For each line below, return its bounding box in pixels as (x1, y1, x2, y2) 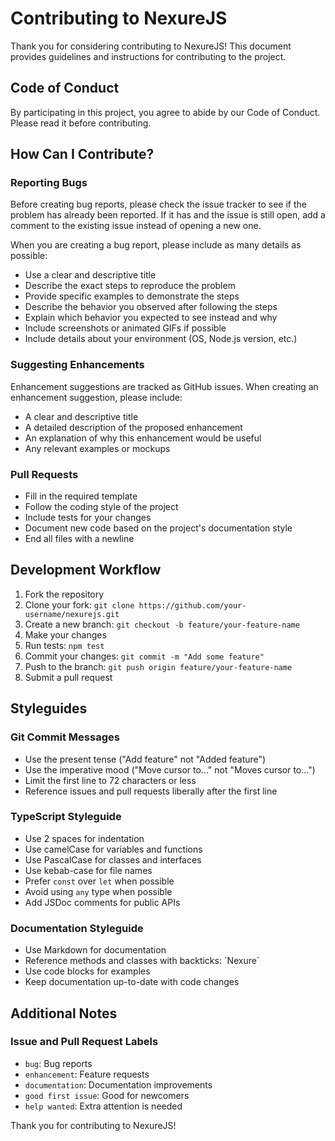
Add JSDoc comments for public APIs (24, 896, 181, 908)
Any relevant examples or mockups (24, 442, 171, 454)
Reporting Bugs (10, 176, 88, 190)
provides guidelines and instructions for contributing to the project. (10, 50, 287, 62)
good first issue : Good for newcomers (24, 1089, 190, 1101)
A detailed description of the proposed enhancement (24, 421, 243, 433)
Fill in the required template (24, 490, 138, 502)
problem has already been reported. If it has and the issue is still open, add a (10, 209, 326, 221)
